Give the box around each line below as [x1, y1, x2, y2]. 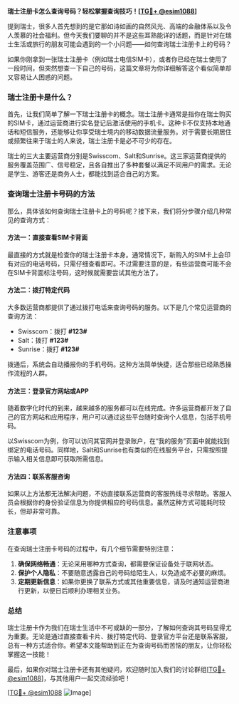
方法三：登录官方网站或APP [7, 386, 89, 395]
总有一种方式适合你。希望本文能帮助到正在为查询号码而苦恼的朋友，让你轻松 [7, 641, 232, 649]
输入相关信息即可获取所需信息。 [13, 455, 107, 463]
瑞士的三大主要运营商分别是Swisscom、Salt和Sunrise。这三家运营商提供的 [7, 152, 227, 160]
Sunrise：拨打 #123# [17, 345, 80, 353]
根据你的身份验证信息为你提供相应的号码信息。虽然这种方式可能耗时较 [19, 498, 225, 507]
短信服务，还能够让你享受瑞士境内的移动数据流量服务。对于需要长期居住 [19, 128, 232, 136]
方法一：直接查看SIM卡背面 [7, 233, 88, 242]
